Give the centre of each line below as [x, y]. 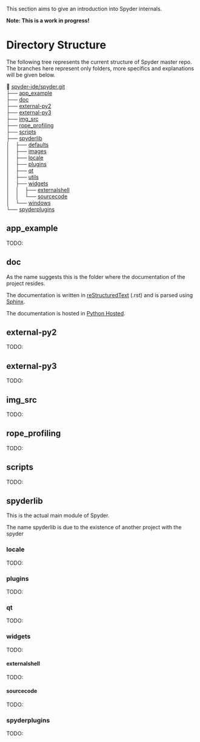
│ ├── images [26, 151]
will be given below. [31, 75]
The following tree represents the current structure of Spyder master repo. [99, 62]
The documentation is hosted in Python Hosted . [66, 313]
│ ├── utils [23, 177]
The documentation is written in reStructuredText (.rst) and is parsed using [100, 295]
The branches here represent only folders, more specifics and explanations [100, 68]
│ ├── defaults [28, 145]
